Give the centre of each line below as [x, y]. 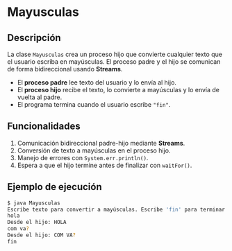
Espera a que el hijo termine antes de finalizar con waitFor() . [105, 165]
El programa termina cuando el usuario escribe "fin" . [94, 104]
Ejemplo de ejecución [55, 187]
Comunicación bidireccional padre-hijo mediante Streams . [101, 143]
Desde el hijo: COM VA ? [42, 235]
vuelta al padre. [40, 97]
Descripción [34, 38]
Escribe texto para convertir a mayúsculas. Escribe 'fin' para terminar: [118, 209]
